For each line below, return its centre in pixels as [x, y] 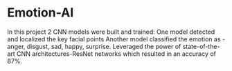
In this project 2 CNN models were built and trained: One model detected [111, 32]
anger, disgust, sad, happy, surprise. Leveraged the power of [94, 46]
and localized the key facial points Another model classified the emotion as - [116, 39]
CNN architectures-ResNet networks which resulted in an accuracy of [116, 54]
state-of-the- [201, 46]
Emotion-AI [41, 13]
